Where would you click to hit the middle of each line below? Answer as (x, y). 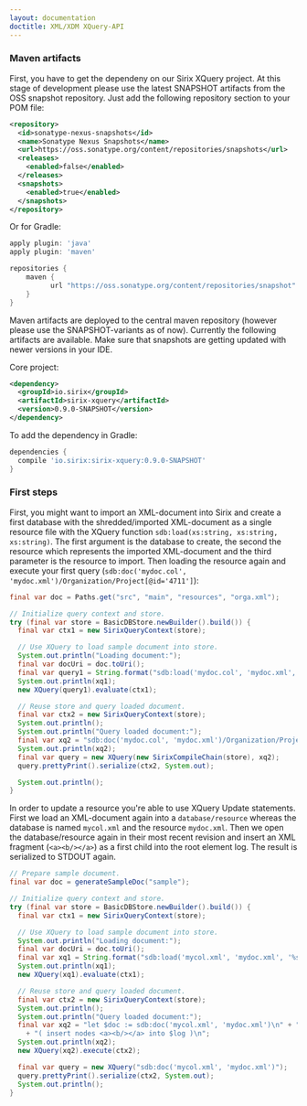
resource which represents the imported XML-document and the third (141, 551)
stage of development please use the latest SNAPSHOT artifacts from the (148, 88)
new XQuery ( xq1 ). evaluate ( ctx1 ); (81, 975)
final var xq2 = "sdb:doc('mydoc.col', (94, 741)
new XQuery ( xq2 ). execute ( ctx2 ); (79, 1051)
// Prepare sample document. (65, 874)
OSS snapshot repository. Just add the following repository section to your (150, 98)
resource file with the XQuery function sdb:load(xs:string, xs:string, (144, 532)
